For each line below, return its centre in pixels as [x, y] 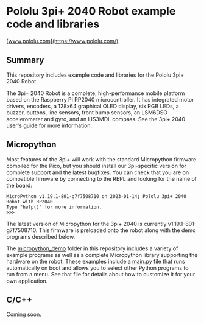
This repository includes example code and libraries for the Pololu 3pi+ [95, 75]
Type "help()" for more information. [54, 207]
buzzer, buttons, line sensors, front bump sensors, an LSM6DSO [87, 112]
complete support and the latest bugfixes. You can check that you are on [98, 172]
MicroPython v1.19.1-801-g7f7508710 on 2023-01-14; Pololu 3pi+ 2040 [97, 196]
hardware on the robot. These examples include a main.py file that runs [96, 261]
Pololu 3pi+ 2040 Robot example [91, 11]
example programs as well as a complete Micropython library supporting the [102, 255]
